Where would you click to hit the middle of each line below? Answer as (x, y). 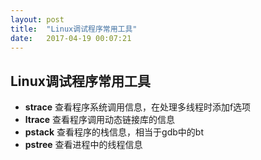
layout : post (37, 19)
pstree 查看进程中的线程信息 (83, 145)
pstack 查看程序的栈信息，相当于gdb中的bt (114, 132)
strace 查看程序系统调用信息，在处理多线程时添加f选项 (138, 107)
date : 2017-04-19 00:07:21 (71, 38)
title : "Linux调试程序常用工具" (74, 29)
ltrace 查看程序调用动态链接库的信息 (100, 120)
